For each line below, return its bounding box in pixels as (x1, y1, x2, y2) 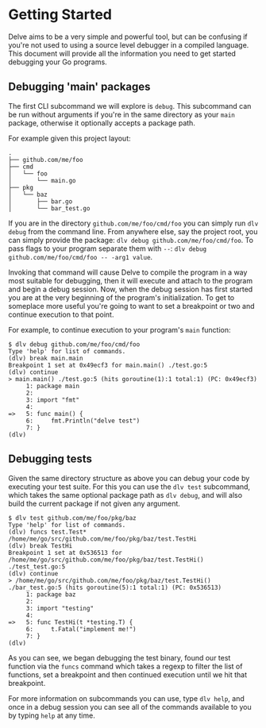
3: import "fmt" (25, 395, 80, 404)
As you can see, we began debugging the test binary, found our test (8, 653, 231, 662)
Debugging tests (8, 453, 93, 466)
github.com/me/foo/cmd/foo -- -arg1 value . (8, 252, 153, 261)
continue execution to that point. (8, 310, 114, 319)
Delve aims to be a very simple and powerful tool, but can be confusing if (8, 32, 248, 41)
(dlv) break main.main (8, 354, 83, 362)
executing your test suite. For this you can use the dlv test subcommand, (8, 482, 251, 491)
